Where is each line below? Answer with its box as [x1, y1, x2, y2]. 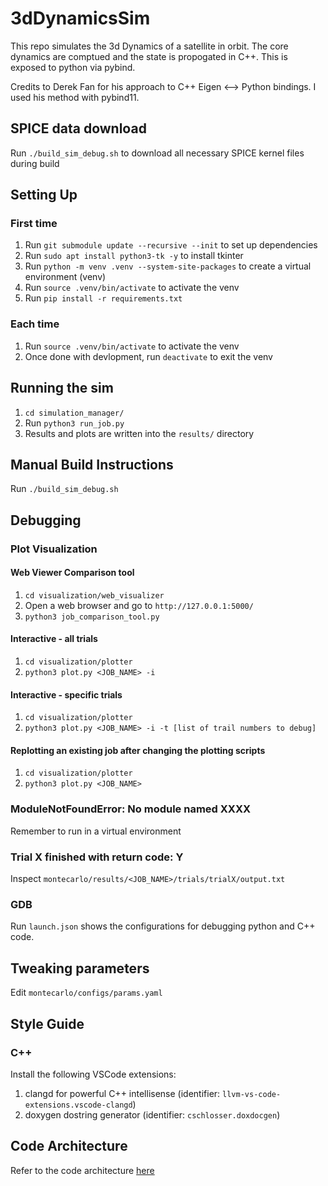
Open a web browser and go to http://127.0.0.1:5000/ [24, 599, 254, 611]
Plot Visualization [10, 542, 98, 556]
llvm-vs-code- [222, 1089, 282, 1099]
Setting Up [10, 187, 78, 204]
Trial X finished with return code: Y [10, 850, 184, 864]
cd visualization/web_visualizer [24, 590, 165, 601]
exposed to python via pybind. [10, 61, 136, 73]
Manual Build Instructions [10, 456, 174, 473]
